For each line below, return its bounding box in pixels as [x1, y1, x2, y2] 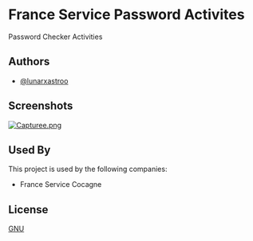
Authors [8, 55, 50, 68]
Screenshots [8, 99, 73, 113]
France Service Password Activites [8, 6, 245, 24]
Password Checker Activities [8, 32, 103, 41]
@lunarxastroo [19, 76, 69, 85]
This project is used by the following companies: [8, 165, 168, 174]
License [8, 203, 49, 216]
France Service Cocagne [19, 180, 102, 189]
